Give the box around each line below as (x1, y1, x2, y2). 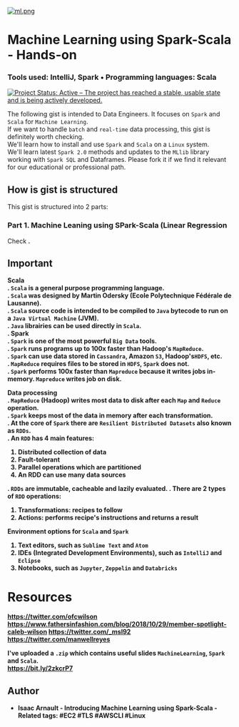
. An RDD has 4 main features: (7, 434, 95, 442)
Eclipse (17, 557, 41, 565)
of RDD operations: (7, 492, 62, 501)
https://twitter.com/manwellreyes (7, 635, 111, 644)
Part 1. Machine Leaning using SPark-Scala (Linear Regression (7, 220, 228, 230)
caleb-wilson (7, 628, 48, 636)
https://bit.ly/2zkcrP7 (7, 664, 73, 673)
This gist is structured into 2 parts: (7, 203, 108, 211)
